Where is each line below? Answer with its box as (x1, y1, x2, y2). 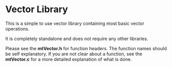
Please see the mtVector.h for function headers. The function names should (5, 45, 167, 51)
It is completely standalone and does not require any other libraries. (5, 36, 148, 42)
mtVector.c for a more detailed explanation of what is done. (5, 56, 132, 62)
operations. (5, 25, 30, 31)
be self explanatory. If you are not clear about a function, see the (5, 51, 143, 57)
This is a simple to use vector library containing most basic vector (5, 20, 145, 26)
